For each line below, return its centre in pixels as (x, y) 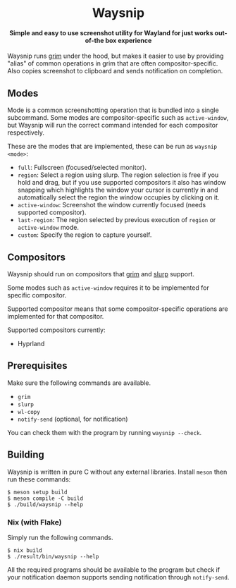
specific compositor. (37, 295)
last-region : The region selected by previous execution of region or (117, 220)
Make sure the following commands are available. (79, 383)
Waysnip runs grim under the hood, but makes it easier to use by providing (116, 56)
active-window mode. (48, 228)
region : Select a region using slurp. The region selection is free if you (118, 175)
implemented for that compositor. (56, 317)
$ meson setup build (38, 492)
